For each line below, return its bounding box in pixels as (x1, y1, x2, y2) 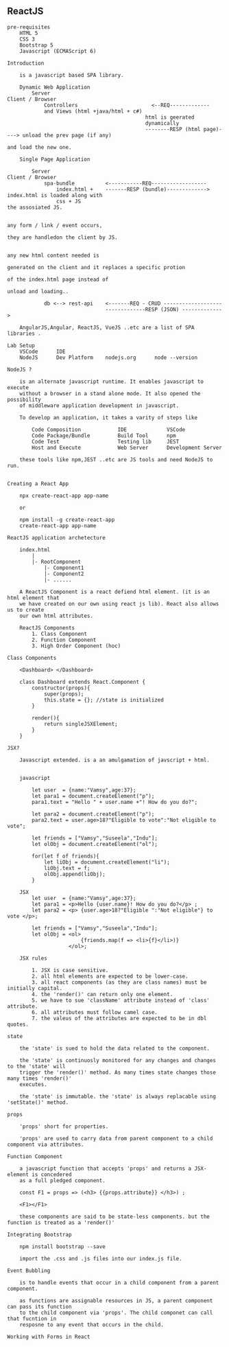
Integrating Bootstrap (7, 1231, 72, 1238)
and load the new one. (7, 143, 72, 150)
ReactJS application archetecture (7, 534, 106, 541)
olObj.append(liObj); (43, 871, 106, 877)
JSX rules (19, 954, 48, 962)
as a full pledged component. (19, 1177, 106, 1184)
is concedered (32, 1171, 72, 1178)
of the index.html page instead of (7, 276, 109, 283)
